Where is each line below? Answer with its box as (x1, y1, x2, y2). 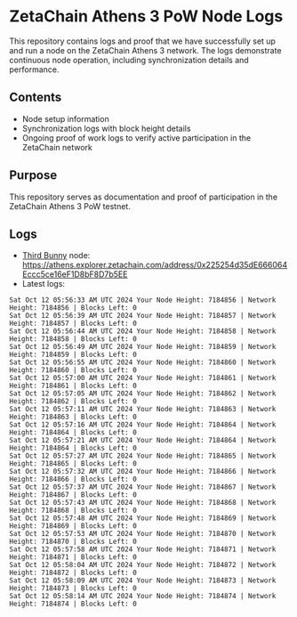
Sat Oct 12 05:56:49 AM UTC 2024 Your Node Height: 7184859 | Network (9, 343, 277, 352)
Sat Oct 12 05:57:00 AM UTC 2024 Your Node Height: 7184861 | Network (9, 374, 277, 383)
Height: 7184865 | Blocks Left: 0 (9, 459, 138, 468)
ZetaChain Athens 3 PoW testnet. (9, 200, 131, 211)
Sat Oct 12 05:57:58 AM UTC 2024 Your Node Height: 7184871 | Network (9, 545, 277, 554)
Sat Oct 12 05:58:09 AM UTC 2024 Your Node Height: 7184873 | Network (9, 576, 277, 585)
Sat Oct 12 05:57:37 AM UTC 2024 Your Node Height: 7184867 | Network (9, 483, 277, 491)
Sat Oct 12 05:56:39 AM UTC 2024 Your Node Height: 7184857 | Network (9, 312, 277, 321)
